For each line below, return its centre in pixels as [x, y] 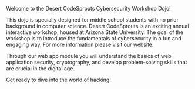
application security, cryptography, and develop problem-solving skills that [97, 62]
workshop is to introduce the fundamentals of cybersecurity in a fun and [94, 38]
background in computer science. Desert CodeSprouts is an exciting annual [97, 26]
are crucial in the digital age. [41, 69]
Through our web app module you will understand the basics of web [89, 56]
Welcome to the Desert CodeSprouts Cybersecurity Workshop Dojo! [89, 8]
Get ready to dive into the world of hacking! [59, 80]
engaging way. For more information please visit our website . [80, 44]
